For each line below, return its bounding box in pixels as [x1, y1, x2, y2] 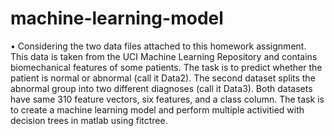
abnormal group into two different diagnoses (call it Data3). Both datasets [10, 82, 313, 94]
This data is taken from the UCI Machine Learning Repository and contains [10, 50, 318, 62]
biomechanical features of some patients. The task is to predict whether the [10, 61, 323, 73]
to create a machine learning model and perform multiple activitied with [10, 103, 305, 116]
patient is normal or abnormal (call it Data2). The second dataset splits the [10, 72, 316, 84]
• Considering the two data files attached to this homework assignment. [10, 40, 307, 52]
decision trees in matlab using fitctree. [10, 114, 168, 126]
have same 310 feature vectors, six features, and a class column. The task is [10, 93, 325, 105]
